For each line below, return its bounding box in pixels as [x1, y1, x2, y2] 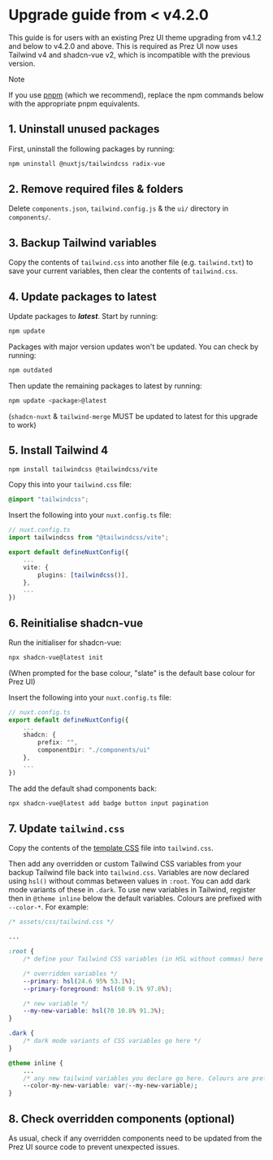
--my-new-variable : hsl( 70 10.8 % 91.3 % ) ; [23, 1007, 165, 1015]
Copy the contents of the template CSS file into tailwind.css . [8, 844, 214, 853]
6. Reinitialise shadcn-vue [8, 616, 144, 630]
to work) [8, 420, 37, 430]
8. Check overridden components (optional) [8, 1112, 236, 1126]
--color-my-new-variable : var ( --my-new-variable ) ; [23, 1082, 198, 1090]
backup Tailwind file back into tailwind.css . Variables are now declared [8, 868, 249, 878]
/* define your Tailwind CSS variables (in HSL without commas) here [23, 955, 264, 963]
